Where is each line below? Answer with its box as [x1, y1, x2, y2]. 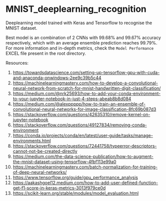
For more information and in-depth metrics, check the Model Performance [5, 45, 154, 51]
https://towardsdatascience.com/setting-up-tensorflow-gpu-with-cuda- [12, 69, 160, 75]
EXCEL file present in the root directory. [5, 50, 86, 56]
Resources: [5, 60, 29, 66]
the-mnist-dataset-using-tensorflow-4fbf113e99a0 [12, 159, 117, 164]
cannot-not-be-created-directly [12, 148, 78, 154]
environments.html [12, 137, 51, 144]
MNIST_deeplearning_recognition [5, 3, 147, 15]
